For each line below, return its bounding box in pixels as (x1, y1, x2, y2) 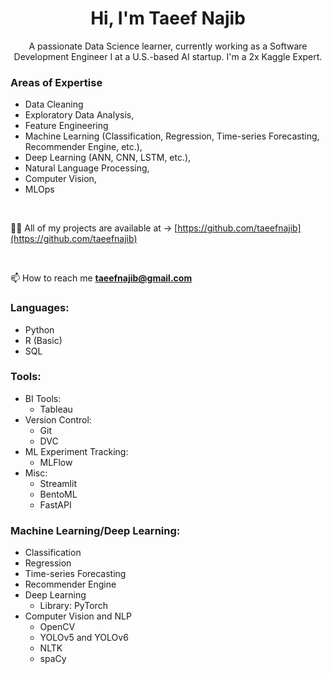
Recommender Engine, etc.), (24, 141, 143, 153)
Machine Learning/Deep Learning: (10, 523, 181, 537)
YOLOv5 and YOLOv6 (39, 632, 129, 644)
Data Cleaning (24, 98, 84, 111)
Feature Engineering (24, 120, 109, 132)
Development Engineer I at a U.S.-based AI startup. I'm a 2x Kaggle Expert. (13, 50, 323, 62)
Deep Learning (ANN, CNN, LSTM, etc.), (24, 152, 192, 164)
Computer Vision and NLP (24, 610, 132, 622)
